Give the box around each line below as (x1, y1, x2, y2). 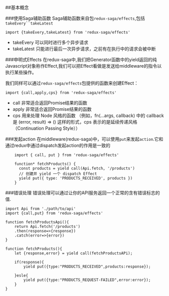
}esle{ (14, 273, 28, 278)
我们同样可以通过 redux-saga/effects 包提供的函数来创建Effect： (5, 80, 139, 86)
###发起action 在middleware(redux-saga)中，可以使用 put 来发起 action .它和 (5, 136, 163, 142)
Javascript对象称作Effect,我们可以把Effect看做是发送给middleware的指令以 (5, 63, 162, 69)
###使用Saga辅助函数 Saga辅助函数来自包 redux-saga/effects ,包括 (5, 15, 146, 21)
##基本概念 (5, 5, 29, 10)
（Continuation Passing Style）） (12, 125, 80, 131)
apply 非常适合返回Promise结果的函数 (12, 106, 92, 112)
